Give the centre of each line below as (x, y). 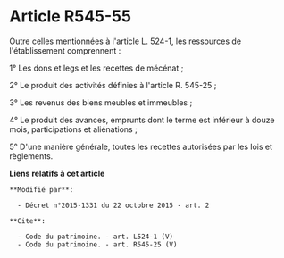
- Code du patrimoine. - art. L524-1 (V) (96, 237)
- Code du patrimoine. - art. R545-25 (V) (97, 244)
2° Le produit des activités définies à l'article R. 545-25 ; (113, 85)
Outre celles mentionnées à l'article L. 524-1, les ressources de (125, 41)
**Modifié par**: (42, 189)
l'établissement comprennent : (65, 50)
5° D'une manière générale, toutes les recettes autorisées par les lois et (141, 146)
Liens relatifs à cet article (57, 173)
